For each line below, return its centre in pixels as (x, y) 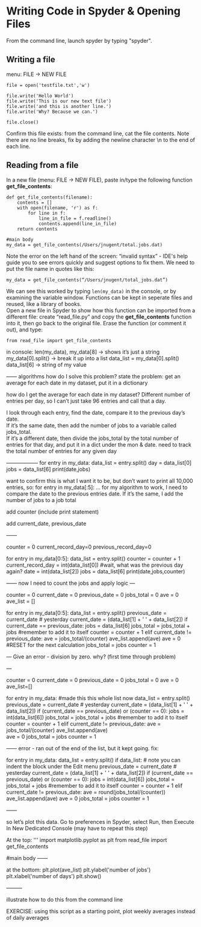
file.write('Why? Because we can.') (52, 112)
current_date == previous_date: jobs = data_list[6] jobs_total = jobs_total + (98, 625)
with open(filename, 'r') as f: (57, 208)
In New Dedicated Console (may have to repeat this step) (77, 828)
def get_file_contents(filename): (50, 197)
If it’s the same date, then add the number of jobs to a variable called (91, 425)
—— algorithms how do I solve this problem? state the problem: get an (93, 376)
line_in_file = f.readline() (75, 218)
